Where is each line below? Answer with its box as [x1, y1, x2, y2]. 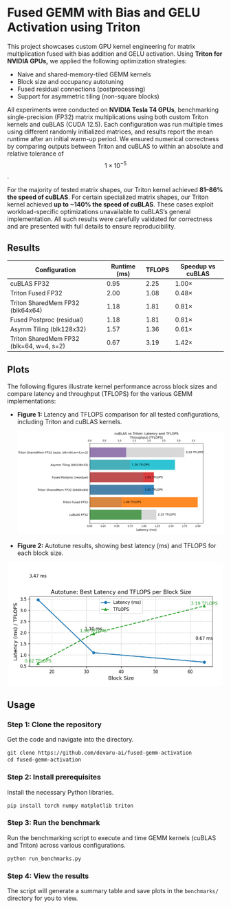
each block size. [16, 549, 64, 557]
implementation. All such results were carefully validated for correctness [7, 215, 213, 223]
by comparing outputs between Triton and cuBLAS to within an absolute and [7, 142, 223, 150]
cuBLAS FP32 [10, 280, 50, 288]
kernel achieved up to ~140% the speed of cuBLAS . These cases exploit [7, 200, 214, 208]
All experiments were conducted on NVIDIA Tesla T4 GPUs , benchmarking [7, 105, 219, 114]
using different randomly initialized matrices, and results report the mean [7, 127, 213, 136]
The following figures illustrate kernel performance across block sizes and [7, 382, 217, 390]
